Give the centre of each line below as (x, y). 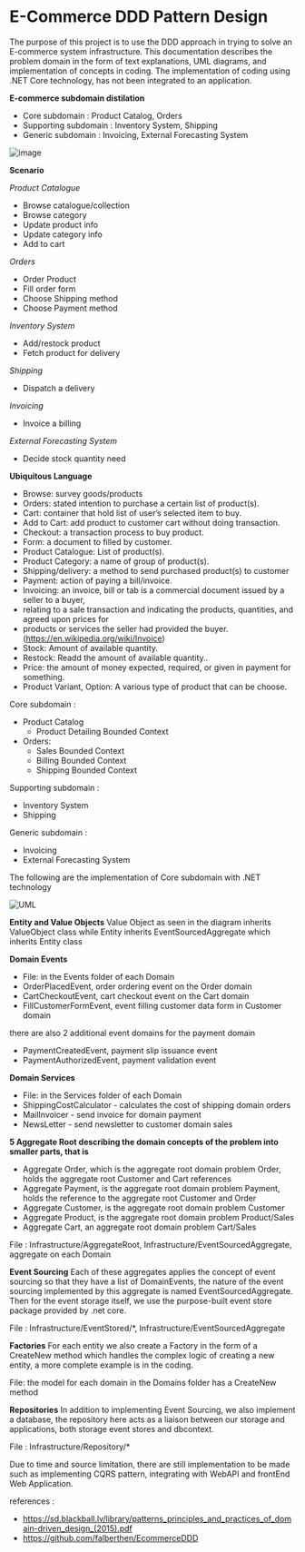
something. (44, 677)
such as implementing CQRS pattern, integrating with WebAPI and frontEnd (150, 1474)
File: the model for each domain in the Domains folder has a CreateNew (143, 1382)
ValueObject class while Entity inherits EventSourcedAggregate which (140, 932)
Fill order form (49, 289)
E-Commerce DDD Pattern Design (139, 17)
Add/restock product (62, 343)
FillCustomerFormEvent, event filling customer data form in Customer (152, 1005)
